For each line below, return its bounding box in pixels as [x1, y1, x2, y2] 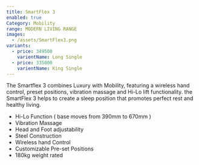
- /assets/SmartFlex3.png [11, 37, 77, 43]
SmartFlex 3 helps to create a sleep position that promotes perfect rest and [6, 95, 194, 102]
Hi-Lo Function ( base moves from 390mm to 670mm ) [15, 113, 151, 120]
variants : [6, 43, 31, 49]
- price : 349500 [11, 49, 53, 55]
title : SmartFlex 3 [6, 8, 56, 15]
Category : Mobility [6, 20, 56, 26]
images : [6, 32, 26, 38]
